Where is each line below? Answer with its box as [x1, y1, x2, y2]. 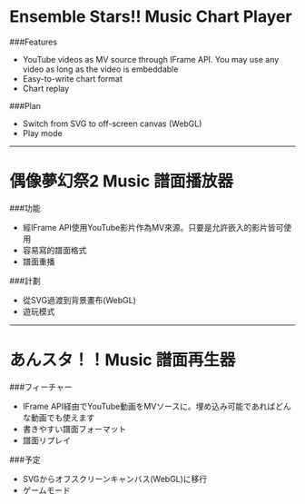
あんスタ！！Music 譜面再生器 [9, 350, 236, 371]
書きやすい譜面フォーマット [22, 423, 127, 434]
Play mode [22, 127, 63, 138]
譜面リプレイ [22, 434, 71, 446]
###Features [9, 36, 57, 47]
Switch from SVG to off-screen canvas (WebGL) [22, 118, 202, 129]
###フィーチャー [9, 381, 73, 392]
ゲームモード [22, 484, 71, 496]
